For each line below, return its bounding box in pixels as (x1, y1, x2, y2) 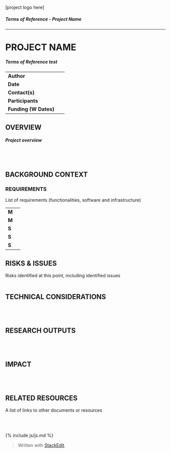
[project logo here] (5, 5, 45, 10)
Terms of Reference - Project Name (5, 16, 82, 22)
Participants (8, 97, 38, 104)
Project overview (5, 137, 42, 143)
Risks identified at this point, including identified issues (5, 272, 121, 278)
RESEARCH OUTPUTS (5, 326, 76, 335)
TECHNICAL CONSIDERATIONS (5, 292, 106, 301)
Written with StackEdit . (17, 442, 66, 448)
